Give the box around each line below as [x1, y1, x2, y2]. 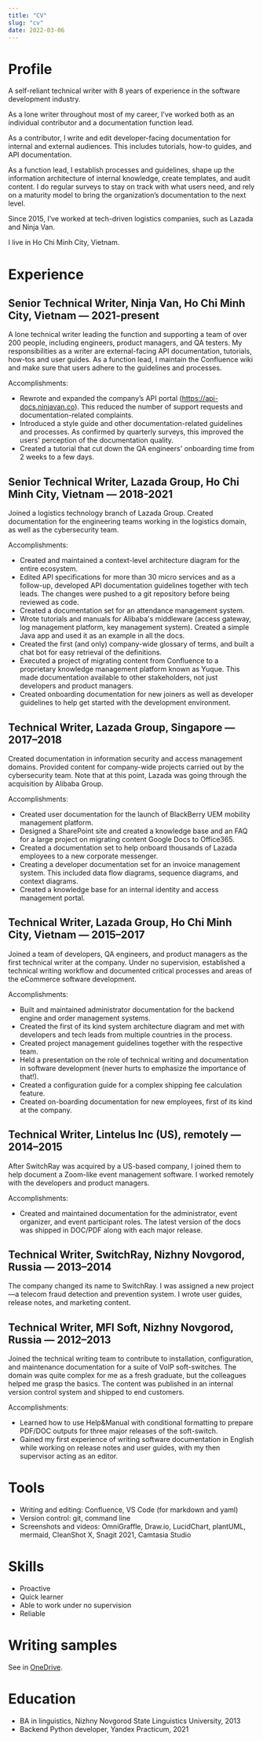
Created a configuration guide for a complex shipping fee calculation [19, 1080, 243, 1089]
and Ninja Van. [8, 222, 56, 232]
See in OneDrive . [8, 1662, 63, 1672]
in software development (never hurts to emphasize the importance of [19, 1063, 247, 1073]
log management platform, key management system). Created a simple [19, 623, 250, 632]
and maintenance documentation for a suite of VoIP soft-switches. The [8, 1362, 237, 1372]
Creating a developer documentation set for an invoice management [19, 859, 241, 869]
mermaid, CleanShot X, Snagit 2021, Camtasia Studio [19, 1530, 192, 1540]
